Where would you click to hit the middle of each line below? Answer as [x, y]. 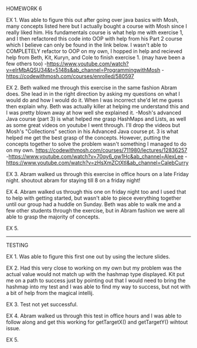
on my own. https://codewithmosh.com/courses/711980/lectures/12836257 [97, 150]
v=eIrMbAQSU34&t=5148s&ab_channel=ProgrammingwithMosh [83, 70]
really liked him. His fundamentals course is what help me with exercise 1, [95, 32]
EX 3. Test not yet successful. [42, 304]
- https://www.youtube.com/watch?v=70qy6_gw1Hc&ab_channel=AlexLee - [97, 156]
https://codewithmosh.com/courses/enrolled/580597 [70, 76]
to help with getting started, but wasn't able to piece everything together [94, 198]
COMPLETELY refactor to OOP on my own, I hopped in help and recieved [94, 51]
